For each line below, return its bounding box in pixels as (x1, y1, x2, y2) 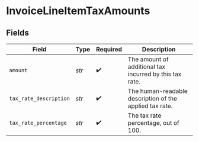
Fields (6, 28, 30, 38)
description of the (127, 95, 178, 102)
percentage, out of (127, 119, 179, 127)
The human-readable (127, 87, 188, 95)
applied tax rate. (127, 102, 173, 110)
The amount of (127, 55, 169, 63)
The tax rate (127, 111, 162, 120)
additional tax (127, 63, 166, 70)
